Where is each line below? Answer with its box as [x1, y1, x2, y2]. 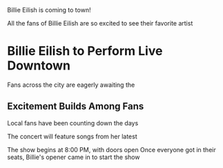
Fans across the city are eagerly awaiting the [7, 81, 135, 89]
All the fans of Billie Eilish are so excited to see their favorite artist [7, 19, 193, 27]
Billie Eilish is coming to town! [7, 6, 91, 14]
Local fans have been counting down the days [7, 118, 139, 127]
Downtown [7, 58, 71, 74]
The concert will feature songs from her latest [7, 132, 137, 140]
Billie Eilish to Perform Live [7, 43, 163, 59]
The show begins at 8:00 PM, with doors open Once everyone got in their [7, 145, 216, 154]
